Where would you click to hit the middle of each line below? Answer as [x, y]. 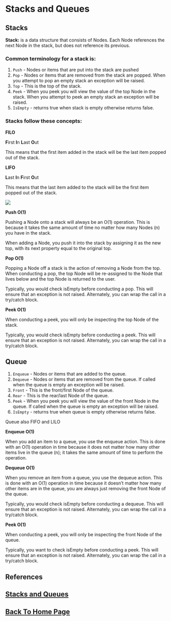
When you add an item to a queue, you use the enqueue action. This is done [86, 442]
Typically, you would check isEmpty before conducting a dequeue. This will [84, 504]
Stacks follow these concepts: [44, 121]
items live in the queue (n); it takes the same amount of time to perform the [84, 452]
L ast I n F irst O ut [22, 177]
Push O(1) [16, 212]
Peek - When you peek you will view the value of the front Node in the [86, 401]
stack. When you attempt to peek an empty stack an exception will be [86, 97]
